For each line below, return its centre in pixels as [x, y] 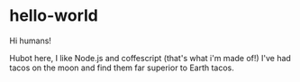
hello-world [54, 16]
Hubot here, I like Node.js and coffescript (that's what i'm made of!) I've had [150, 58]
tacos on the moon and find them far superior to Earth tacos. [122, 68]
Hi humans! [31, 41]
